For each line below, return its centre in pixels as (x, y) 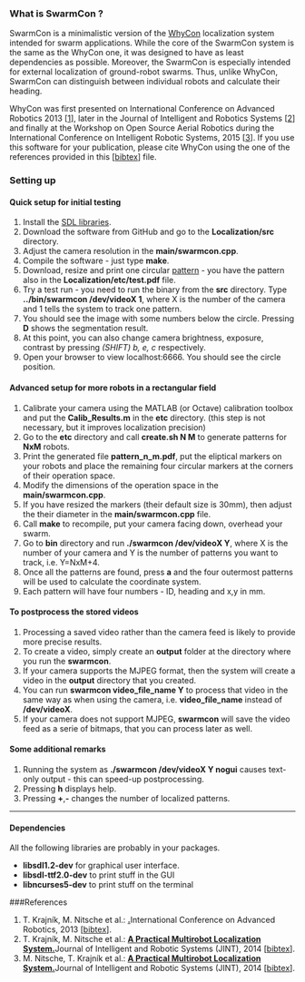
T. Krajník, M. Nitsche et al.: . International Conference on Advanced (149, 920)
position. (39, 367)
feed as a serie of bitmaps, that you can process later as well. (137, 728)
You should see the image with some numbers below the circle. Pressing (158, 319)
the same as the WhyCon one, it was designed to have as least (127, 53)
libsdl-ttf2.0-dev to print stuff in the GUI (98, 875)
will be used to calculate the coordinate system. (112, 581)
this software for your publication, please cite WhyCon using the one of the (150, 147)
